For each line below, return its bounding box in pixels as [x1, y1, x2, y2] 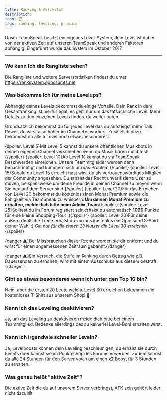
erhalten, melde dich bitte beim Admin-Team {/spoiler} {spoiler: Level [5, 201, 149, 207]
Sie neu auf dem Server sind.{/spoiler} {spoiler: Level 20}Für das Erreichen [5, 185, 159, 192]
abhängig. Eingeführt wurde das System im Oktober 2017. [5, 45, 123, 51]
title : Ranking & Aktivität [5, 7, 64, 12]
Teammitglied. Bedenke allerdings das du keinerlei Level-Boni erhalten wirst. [5, 321, 162, 327]
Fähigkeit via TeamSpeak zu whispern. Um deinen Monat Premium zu [5, 196, 149, 202]
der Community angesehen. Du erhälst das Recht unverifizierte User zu [5, 175, 152, 181]
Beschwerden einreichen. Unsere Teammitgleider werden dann [5, 159, 135, 165]
